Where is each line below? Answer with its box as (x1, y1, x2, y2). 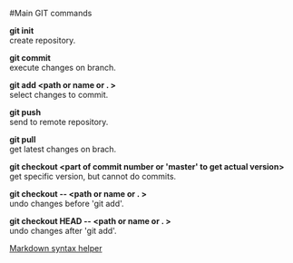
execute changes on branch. (9, 63, 116, 73)
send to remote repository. (9, 117, 109, 127)
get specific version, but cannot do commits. (9, 171, 177, 181)
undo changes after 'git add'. (9, 226, 117, 236)
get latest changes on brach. (9, 144, 117, 154)
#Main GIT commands (9, 8, 93, 18)
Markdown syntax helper (9, 243, 103, 253)
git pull (9, 134, 36, 144)
